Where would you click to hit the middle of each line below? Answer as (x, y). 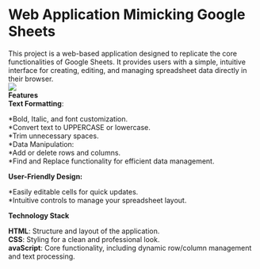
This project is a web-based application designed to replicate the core (123, 53)
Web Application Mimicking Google (127, 15)
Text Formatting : (36, 103)
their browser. (31, 79)
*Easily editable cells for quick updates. (73, 191)
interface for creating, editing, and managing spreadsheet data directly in (128, 70)
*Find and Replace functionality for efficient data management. (111, 161)
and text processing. (42, 256)
